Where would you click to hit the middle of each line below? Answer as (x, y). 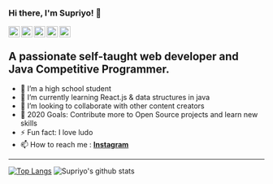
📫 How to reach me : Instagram (74, 145)
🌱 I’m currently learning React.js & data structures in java (115, 98)
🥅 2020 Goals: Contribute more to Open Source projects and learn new (139, 115)
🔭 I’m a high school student (66, 89)
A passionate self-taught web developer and (124, 56)
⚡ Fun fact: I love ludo (56, 133)
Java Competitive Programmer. (89, 69)
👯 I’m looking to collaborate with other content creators (112, 106)
